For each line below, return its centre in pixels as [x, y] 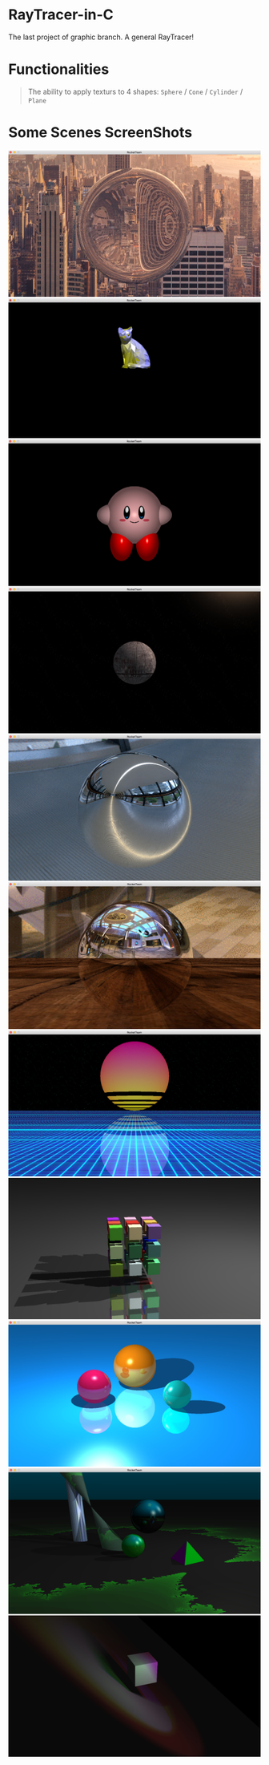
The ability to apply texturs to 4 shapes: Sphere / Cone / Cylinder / [135, 91]
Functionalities [59, 69]
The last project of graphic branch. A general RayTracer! [101, 37]
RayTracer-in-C [61, 15]
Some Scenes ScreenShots [100, 133]
